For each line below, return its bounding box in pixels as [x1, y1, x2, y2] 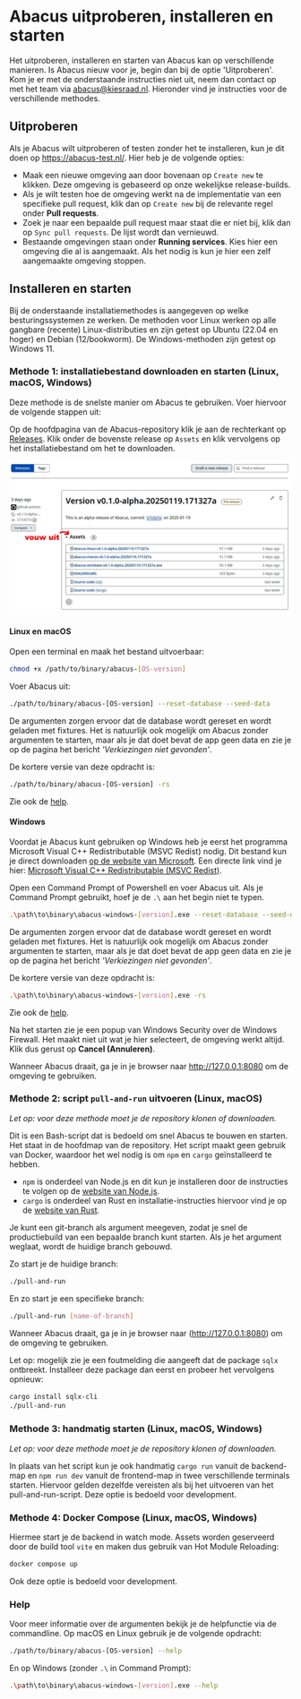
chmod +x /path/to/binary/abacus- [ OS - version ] [9, 665, 186, 674]
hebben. [9, 1158, 40, 1170]
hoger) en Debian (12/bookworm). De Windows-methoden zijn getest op [9, 333, 276, 344]
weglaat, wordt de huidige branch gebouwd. [9, 1240, 173, 1251]
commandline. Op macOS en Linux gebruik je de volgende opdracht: [9, 1628, 262, 1639]
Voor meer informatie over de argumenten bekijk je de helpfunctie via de [9, 1618, 278, 1629]
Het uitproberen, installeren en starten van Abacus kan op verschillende [9, 55, 275, 65]
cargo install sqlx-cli [9, 1392, 99, 1401]
